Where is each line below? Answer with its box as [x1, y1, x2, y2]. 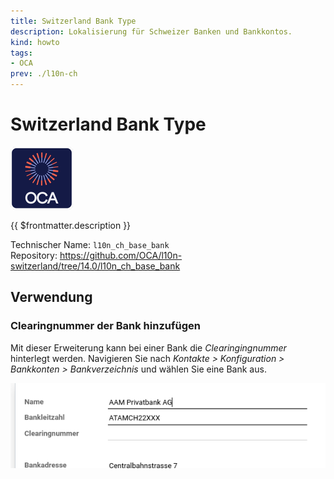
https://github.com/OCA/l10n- [59, 249, 183, 261]
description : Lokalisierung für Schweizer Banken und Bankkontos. [10, 26, 293, 37]
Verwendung [10, 289, 93, 306]
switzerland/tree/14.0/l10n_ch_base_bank [10, 260, 181, 272]
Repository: [10, 249, 58, 261]
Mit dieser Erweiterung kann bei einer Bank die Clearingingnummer [10, 341, 287, 354]
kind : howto [10, 37, 60, 47]
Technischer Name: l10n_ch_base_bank [10, 238, 170, 250]
